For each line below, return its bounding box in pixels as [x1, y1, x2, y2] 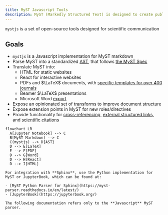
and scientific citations [12, 117, 59, 123]
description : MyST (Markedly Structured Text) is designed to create [5, 12, 153, 17]
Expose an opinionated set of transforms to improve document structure [12, 101, 161, 107]
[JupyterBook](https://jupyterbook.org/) [9, 192, 97, 197]
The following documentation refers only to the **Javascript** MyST [5, 201, 153, 206]
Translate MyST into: [12, 64, 55, 70]
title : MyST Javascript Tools [5, 7, 68, 12]
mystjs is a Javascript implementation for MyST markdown [12, 53, 133, 59]
